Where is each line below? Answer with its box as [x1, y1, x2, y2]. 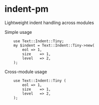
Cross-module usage [4, 69, 48, 75]
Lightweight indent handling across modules [4, 20, 94, 26]
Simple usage [4, 29, 32, 35]
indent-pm [4, 3, 49, 15]
